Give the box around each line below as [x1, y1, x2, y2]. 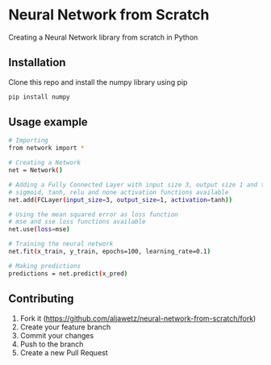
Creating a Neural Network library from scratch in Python [8, 32, 198, 42]
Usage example [8, 115, 89, 129]
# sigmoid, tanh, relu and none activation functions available [8, 188, 229, 196]
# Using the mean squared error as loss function [8, 210, 179, 219]
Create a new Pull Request [19, 347, 109, 357]
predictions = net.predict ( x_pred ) [8, 269, 128, 278]
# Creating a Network [8, 159, 81, 167]
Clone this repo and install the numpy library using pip [8, 77, 188, 86]
